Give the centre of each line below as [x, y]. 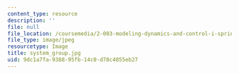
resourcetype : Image [38, 47]
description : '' [31, 20]
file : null [23, 27]
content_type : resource [43, 14]
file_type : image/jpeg [41, 40]
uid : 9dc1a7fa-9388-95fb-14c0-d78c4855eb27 [73, 60]
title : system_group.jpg [44, 54]
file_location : [30, 33]
